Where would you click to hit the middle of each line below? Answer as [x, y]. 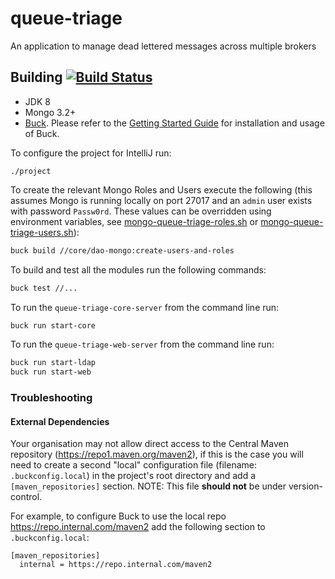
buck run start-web [51, 372]
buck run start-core [53, 325]
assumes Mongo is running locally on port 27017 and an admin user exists [161, 200]
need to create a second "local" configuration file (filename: [133, 465]
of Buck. [42, 133]
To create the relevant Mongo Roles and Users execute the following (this [161, 189]
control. [26, 497]
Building [36, 77]
